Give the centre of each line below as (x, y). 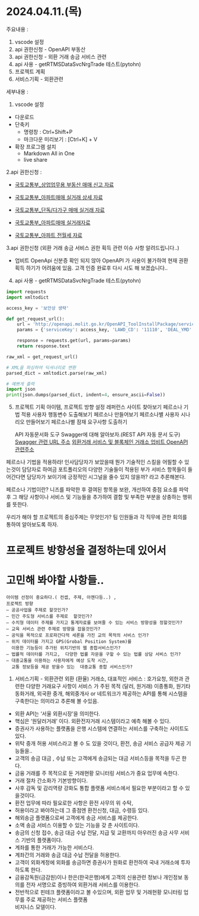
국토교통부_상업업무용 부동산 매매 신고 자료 (64, 184)
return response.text (43, 346)
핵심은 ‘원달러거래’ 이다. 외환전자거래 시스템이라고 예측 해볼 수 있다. (93, 721)
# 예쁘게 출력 (20, 384)
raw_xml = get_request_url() (42, 357)
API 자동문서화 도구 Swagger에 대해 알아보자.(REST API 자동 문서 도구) (97, 435)
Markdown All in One (49, 153)
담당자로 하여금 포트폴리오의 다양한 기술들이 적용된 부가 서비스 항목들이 (104, 469)
